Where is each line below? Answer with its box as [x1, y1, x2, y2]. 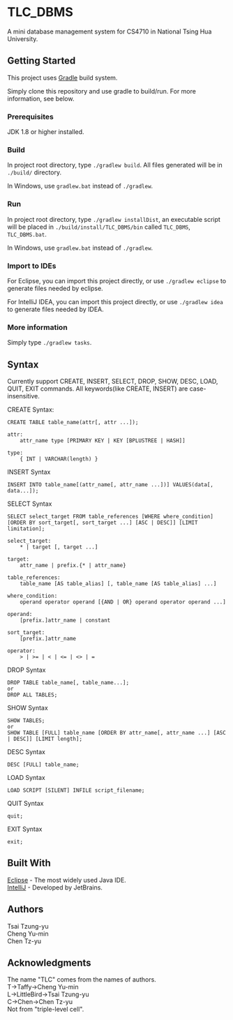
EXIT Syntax [7, 825, 43, 834]
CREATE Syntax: [7, 405, 54, 414]
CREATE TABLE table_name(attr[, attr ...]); [7, 419, 139, 426]
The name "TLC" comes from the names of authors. [7, 975, 157, 984]
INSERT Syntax [7, 468, 51, 477]
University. [7, 34, 38, 43]
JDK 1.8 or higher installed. [7, 128, 85, 136]
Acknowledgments [7, 957, 92, 969]
